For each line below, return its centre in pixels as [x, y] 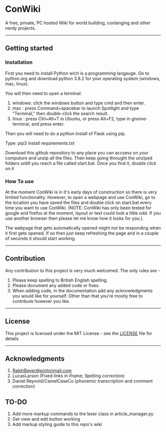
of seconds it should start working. [41, 238]
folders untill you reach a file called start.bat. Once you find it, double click [81, 163]
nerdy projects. [21, 28]
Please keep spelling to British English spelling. [60, 280]
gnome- [140, 119]
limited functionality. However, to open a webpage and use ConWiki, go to [80, 197]
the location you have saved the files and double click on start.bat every [78, 202]
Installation [19, 62]
